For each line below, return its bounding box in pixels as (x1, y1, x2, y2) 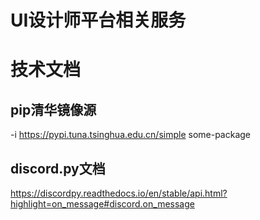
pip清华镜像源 (10, 101, 97, 118)
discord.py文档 (10, 160, 106, 177)
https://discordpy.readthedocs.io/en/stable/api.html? (10, 187, 228, 199)
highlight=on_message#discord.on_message (10, 198, 195, 210)
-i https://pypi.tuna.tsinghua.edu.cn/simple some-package (10, 129, 252, 141)
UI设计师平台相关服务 (10, 9, 187, 32)
